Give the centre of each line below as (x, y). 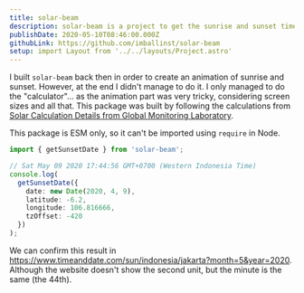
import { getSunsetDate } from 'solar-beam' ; (96, 150)
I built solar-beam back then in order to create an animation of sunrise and (147, 77)
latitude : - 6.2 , (57, 200)
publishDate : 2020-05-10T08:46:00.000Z (85, 34)
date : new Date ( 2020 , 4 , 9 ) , (81, 191)
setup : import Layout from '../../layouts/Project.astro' (121, 52)
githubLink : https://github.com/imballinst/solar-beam (115, 43)
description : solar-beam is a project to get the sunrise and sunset (143, 26)
